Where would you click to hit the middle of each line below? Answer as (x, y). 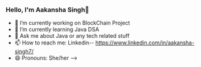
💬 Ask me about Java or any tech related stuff (72, 36)
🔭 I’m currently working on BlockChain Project (72, 23)
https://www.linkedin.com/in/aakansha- (145, 43)
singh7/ (24, 52)
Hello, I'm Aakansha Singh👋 (48, 10)
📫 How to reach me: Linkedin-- (54, 43)
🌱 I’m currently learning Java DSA (57, 29)
